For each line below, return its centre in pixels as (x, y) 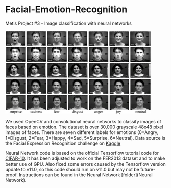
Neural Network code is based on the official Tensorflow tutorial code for (82, 153)
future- (148, 169)
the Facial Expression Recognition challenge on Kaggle (63, 143)
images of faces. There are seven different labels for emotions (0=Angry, (82, 132)
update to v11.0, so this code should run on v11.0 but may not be (72, 169)
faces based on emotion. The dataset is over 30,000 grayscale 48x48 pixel (84, 127)
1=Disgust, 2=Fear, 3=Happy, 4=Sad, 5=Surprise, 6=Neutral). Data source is (86, 138)
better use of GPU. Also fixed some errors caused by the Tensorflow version (86, 164)
